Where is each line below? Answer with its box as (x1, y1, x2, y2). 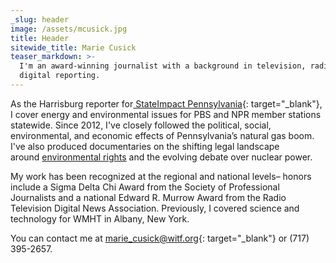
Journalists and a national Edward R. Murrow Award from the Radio (10, 191, 287, 203)
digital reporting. (19, 71, 101, 81)
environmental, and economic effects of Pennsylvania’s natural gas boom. (10, 129, 315, 141)
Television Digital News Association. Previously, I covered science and (10, 202, 300, 214)
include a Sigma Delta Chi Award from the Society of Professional (10, 181, 280, 193)
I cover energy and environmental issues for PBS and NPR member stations (10, 108, 322, 120)
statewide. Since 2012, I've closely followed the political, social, (10, 119, 272, 131)
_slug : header (10, 14, 70, 25)
